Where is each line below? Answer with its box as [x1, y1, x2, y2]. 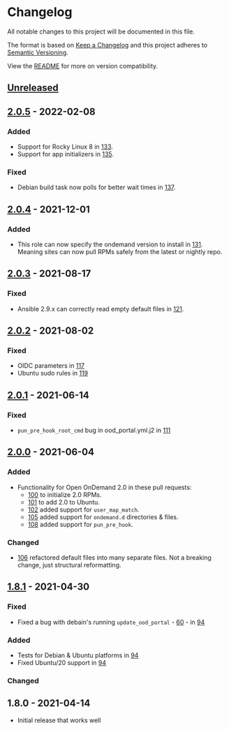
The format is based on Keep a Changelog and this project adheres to [7, 40, 208, 49]
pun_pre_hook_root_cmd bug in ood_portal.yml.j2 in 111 [17, 426, 171, 435]
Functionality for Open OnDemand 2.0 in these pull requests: [17, 483, 192, 491]
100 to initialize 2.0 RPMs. [27, 490, 102, 499]
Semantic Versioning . [7, 48, 68, 57]
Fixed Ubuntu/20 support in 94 [17, 659, 107, 667]
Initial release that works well [17, 716, 101, 724]
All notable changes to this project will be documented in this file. [7, 27, 195, 36]
